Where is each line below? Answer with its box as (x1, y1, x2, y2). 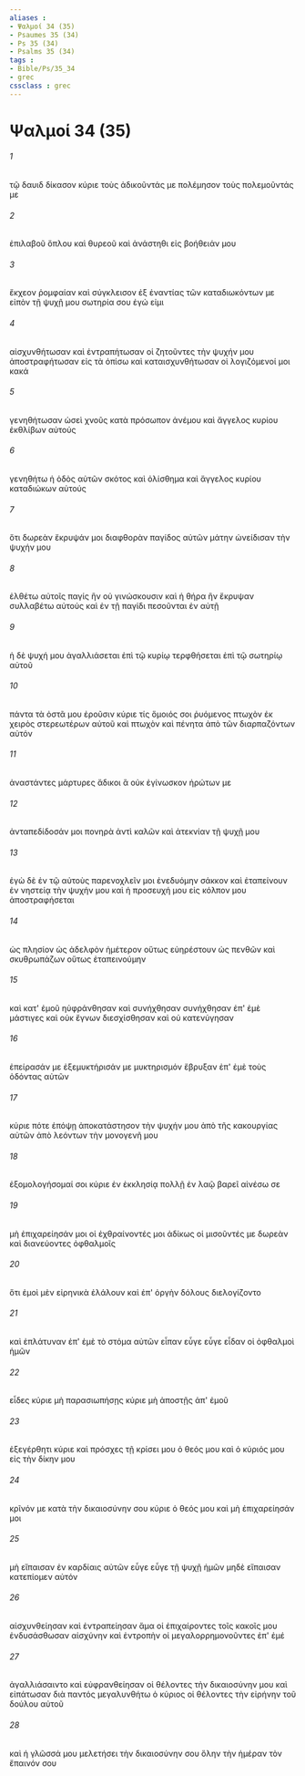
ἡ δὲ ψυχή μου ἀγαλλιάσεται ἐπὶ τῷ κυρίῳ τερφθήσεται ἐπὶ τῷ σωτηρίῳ (9, 649, 283, 661)
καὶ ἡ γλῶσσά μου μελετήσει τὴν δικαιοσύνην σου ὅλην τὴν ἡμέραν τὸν (9, 1748, 282, 1759)
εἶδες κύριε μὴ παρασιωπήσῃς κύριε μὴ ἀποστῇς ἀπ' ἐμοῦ (9, 1395, 229, 1406)
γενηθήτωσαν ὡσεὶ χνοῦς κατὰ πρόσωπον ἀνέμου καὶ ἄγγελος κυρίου (9, 414, 279, 425)
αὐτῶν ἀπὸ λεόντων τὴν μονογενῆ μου (9, 1130, 158, 1141)
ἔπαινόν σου (9, 1757, 57, 1769)
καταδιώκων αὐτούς (9, 483, 86, 494)
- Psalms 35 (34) (9, 47, 76, 57)
